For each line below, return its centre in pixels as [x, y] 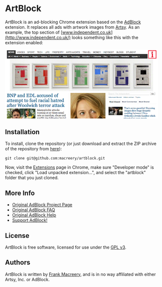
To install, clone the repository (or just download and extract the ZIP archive [81, 143]
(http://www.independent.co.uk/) [38, 37]
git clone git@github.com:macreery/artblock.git [55, 159]
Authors [18, 262]
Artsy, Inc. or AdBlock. [27, 279]
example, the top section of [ [34, 32]
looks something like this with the [105, 37]
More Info [20, 193]
